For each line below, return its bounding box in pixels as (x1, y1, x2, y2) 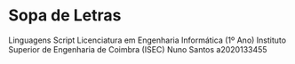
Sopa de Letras (8, 5, 122, 26)
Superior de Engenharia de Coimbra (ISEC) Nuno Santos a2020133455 (8, 44, 267, 54)
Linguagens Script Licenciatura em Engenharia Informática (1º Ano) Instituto (8, 35, 286, 45)
